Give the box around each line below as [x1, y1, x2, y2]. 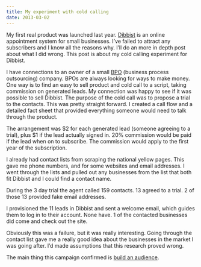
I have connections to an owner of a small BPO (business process [6, 68, 169, 75]
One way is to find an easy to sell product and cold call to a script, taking [6, 81, 187, 88]
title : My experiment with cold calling [6, 8, 110, 15]
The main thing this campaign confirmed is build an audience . [6, 254, 159, 261]
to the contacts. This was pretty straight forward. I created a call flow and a [6, 100, 193, 107]
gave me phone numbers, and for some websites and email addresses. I [6, 162, 185, 169]
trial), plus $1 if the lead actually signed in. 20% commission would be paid [6, 131, 191, 139]
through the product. [6, 113, 58, 121]
